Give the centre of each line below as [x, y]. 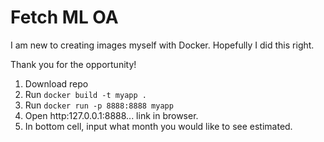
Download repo [56, 83]
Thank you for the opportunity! [73, 64]
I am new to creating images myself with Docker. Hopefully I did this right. [162, 45]
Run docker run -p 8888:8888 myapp [99, 105]
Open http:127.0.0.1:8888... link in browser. [111, 115]
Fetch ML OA [64, 17]
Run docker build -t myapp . [85, 94]
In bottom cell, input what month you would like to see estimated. [158, 126]
